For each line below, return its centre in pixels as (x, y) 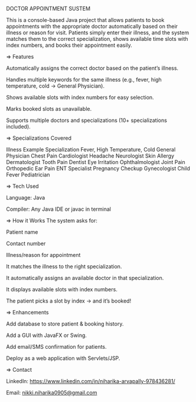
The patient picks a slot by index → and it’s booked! (69, 301)
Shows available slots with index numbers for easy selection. (80, 97)
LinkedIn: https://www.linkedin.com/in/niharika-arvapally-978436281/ (91, 381)
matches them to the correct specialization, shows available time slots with (97, 39)
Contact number (26, 243)
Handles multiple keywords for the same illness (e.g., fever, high (84, 80)
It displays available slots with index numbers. (62, 289)
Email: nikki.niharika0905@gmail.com (52, 393)
